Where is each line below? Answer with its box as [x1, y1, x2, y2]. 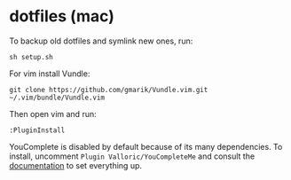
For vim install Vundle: [9, 68, 90, 79]
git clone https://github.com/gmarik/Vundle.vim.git [9, 85, 208, 94]
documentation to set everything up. [9, 160, 143, 170]
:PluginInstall [9, 126, 66, 135]
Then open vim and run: [9, 108, 97, 119]
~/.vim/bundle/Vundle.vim [9, 93, 105, 102]
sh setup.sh [9, 52, 53, 61]
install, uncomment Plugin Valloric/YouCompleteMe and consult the [9, 151, 256, 161]
